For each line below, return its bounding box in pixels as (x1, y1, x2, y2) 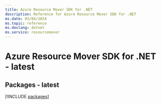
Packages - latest (5, 81, 60, 89)
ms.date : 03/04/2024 (5, 16, 47, 21)
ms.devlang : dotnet (5, 25, 45, 30)
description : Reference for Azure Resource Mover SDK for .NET (5, 12, 137, 17)
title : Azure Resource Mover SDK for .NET (5, 7, 93, 12)
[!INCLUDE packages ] (5, 94, 49, 99)
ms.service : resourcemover (5, 30, 60, 35)
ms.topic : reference (5, 21, 47, 26)
